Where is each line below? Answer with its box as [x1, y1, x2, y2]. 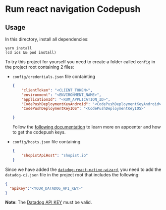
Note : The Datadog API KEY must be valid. [5, 199, 92, 206]
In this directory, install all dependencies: [5, 36, 89, 42]
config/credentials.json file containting [12, 74, 96, 80]
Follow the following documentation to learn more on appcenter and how [12, 124, 161, 130]
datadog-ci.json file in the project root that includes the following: [5, 171, 140, 177]
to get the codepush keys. [12, 129, 66, 135]
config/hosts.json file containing [12, 139, 81, 145]
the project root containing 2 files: [5, 64, 74, 70]
